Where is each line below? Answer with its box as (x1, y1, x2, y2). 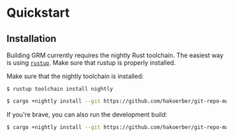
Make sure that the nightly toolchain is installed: (6, 72, 144, 80)
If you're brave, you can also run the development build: (6, 110, 168, 118)
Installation (6, 33, 57, 45)
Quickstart (6, 5, 71, 21)
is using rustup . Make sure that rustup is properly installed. (6, 59, 176, 67)
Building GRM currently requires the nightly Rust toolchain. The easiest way (6, 51, 224, 59)
